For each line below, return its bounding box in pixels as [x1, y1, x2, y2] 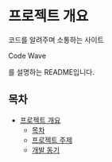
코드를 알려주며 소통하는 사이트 [8, 35, 105, 44]
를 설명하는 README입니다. [8, 67, 95, 76]
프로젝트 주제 [31, 135, 73, 145]
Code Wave [8, 51, 46, 60]
